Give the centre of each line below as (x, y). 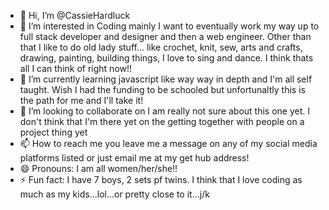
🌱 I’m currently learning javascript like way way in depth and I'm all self (166, 79)
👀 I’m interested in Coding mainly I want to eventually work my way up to (169, 26)
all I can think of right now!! (76, 68)
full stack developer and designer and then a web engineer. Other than (165, 36)
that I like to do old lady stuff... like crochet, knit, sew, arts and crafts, (161, 47)
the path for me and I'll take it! (81, 100)
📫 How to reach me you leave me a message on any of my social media (168, 143)
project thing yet (53, 132)
